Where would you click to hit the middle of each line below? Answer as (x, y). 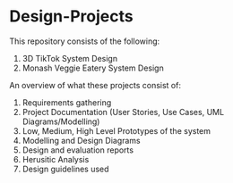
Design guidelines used (65, 169)
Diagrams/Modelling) (61, 121)
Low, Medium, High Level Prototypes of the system (116, 130)
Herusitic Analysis (56, 159)
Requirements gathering (67, 102)
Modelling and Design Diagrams (81, 140)
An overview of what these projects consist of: (95, 85)
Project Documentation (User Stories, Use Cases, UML (123, 112)
